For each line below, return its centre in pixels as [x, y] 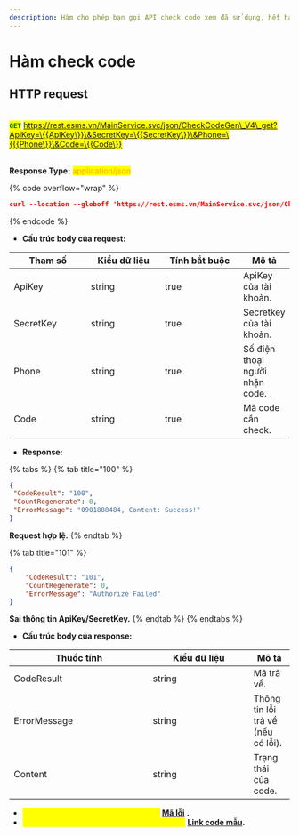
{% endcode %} [39, 221]
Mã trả [267, 673]
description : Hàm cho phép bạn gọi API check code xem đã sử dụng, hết [145, 17]
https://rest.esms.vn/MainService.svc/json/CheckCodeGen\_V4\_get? [150, 125]
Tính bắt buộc [199, 261]
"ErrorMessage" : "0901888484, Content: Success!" [107, 510]
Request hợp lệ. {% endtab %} [66, 535]
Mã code [262, 407]
